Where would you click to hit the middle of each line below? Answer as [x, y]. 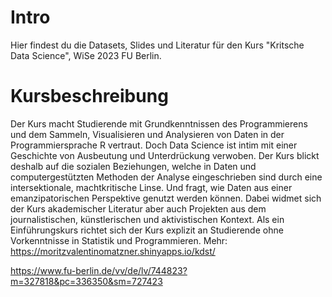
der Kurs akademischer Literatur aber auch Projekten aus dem [138, 208]
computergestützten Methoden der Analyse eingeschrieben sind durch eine [166, 177]
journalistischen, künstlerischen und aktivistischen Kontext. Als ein [147, 219]
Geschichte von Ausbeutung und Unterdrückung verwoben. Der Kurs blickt [165, 155]
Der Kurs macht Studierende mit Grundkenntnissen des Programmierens [159, 123]
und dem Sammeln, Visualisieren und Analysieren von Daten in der [147, 134]
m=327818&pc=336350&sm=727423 [86, 281]
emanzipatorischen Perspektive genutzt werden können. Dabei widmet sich [166, 198]
